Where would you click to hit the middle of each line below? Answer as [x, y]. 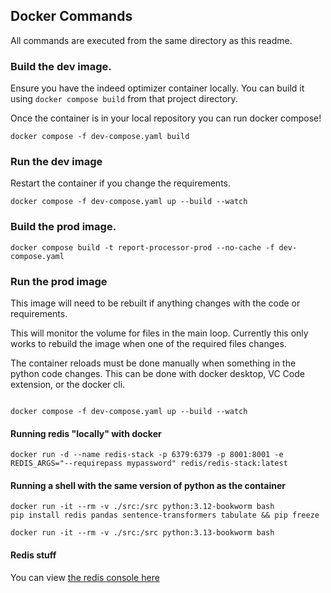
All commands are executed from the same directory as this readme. [151, 40]
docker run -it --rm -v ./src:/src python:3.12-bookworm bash [142, 507]
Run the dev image [56, 162]
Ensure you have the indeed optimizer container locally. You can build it [157, 88]
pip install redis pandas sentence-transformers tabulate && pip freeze [165, 515]
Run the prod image [59, 281]
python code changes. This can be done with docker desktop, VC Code [157, 373]
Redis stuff [33, 555]
